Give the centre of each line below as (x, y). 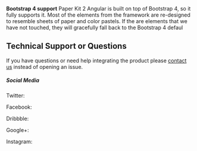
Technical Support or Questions (66, 46)
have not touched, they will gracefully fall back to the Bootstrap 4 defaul (95, 27)
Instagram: (19, 141)
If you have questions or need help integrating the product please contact (96, 60)
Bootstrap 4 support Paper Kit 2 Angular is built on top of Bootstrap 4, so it (98, 9)
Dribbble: (18, 118)
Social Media (23, 80)
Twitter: (15, 95)
